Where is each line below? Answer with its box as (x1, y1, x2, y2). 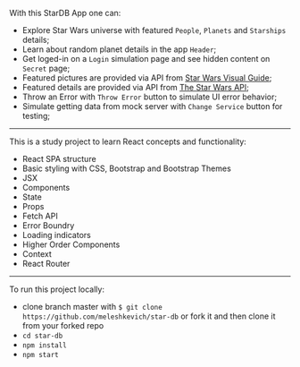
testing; (21, 111, 51, 121)
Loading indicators (21, 230, 91, 240)
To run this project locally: (9, 284, 105, 294)
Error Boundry (21, 220, 75, 231)
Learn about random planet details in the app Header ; (21, 44, 217, 55)
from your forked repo (21, 320, 104, 330)
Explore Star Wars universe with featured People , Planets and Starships (21, 25, 287, 35)
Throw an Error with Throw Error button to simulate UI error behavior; (21, 91, 278, 102)
